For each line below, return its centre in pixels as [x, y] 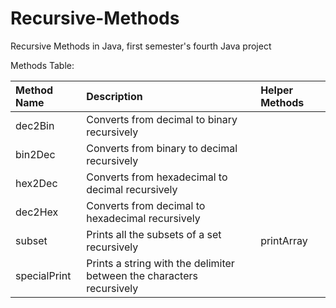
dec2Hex [37, 212]
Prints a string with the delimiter [160, 263]
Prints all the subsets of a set [154, 234]
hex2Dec [36, 183]
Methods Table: [42, 65]
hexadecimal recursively [143, 218]
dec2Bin [35, 125]
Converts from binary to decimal [162, 148]
